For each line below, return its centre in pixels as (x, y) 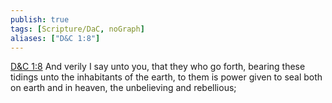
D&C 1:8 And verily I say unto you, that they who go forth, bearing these (158, 67)
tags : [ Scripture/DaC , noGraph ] (77, 29)
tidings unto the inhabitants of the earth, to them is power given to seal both (166, 77)
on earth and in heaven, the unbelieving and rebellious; (123, 88)
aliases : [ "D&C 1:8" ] (55, 38)
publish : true (40, 19)
